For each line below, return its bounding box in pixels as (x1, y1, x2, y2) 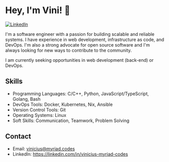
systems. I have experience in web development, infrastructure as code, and (5, 36, 164, 43)
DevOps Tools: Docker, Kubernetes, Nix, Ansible (12, 101, 113, 107)
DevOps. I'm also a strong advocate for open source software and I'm (5, 42, 150, 48)
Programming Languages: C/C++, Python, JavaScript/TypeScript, (12, 91, 149, 97)
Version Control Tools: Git (12, 106, 66, 113)
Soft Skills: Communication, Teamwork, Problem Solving (12, 117, 130, 124)
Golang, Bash (12, 96, 41, 102)
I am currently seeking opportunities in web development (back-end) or (5, 57, 154, 63)
